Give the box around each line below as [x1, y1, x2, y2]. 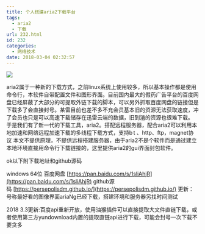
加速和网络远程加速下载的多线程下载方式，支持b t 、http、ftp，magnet [11, 129, 189, 136]
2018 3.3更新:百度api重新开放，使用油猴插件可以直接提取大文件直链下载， [6, 205, 192, 213]
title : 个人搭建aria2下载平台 [6, 9, 76, 15]
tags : [6, 15, 20, 21]
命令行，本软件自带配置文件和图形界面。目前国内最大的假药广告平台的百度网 [6, 91, 199, 98]
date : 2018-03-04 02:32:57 [6, 54, 75, 60]
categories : [6, 43, 37, 49]
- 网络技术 [12, 49, 36, 55]
